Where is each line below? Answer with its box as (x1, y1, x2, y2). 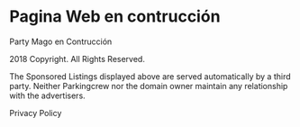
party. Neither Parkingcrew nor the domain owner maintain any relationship (9, 80, 288, 91)
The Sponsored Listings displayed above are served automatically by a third (9, 70, 291, 82)
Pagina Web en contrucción (9, 6, 221, 27)
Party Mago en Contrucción (9, 36, 113, 47)
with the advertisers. (9, 90, 86, 101)
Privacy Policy (9, 107, 62, 118)
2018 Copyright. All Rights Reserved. (9, 53, 146, 64)
